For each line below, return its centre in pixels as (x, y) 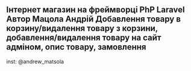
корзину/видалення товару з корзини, (82, 28)
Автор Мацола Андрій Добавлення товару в (94, 19)
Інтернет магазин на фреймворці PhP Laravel (95, 10)
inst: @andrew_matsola (35, 61)
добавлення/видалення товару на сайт (84, 38)
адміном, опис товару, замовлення (76, 47)
